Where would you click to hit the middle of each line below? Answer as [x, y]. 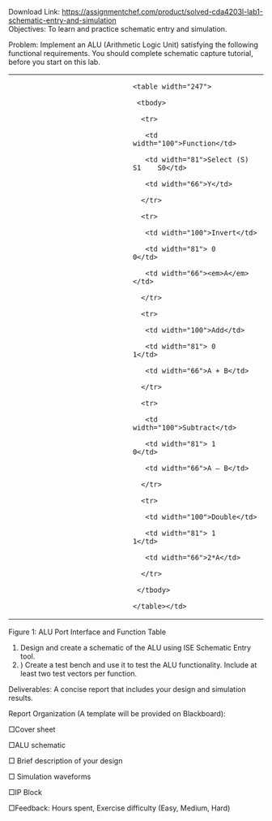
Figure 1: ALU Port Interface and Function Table [87, 632]
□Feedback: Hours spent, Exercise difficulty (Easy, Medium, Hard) [119, 808]
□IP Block [25, 792]
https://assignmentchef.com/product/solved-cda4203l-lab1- [162, 12]
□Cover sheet [32, 729]
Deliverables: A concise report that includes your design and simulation [127, 689]
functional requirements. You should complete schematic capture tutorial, [131, 53]
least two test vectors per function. [79, 674]
